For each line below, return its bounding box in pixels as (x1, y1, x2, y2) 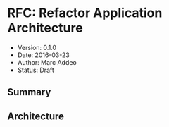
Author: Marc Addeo (17, 58, 77, 66)
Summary (7, 86, 51, 98)
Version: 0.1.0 (17, 43, 57, 52)
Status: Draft (17, 66, 55, 74)
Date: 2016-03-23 (17, 51, 70, 59)
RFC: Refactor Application (7, 5, 163, 21)
